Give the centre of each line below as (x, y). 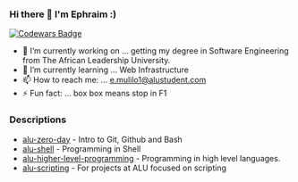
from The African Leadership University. (96, 61)
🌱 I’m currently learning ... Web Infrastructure (106, 70)
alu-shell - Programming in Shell (81, 149)
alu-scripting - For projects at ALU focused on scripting (124, 168)
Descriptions (38, 120)
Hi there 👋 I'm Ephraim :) (63, 14)
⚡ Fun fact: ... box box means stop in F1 (94, 94)
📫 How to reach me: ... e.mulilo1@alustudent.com (114, 80)
